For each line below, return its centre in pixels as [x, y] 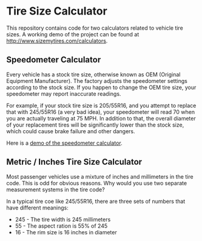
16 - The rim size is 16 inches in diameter [66, 232]
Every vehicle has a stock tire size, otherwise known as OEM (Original [93, 74]
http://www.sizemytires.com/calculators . [57, 41]
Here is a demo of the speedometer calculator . [64, 143]
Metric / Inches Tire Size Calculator [74, 162]
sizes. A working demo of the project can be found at [73, 34]
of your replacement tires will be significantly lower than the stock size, [95, 125]
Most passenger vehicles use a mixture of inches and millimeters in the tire [100, 176]
